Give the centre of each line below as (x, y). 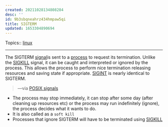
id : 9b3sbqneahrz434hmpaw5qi (35, 19)
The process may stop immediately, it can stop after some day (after (83, 98)
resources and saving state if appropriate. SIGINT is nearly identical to (77, 73)
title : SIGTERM (21, 24)
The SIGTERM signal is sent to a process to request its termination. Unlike (80, 57)
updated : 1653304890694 (30, 29)
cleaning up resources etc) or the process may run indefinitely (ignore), (86, 103)
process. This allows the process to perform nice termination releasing (78, 68)
